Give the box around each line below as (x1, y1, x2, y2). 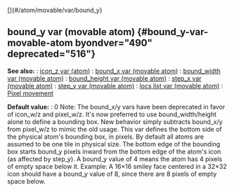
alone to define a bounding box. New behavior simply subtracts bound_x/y (7, 117, 223, 125)
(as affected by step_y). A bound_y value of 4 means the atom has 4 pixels (7, 154, 223, 163)
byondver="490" (74, 37, 153, 49)
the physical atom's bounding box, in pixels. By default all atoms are (7, 132, 204, 141)
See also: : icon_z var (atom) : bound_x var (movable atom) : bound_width (7, 67, 221, 75)
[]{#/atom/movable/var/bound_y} (7, 6, 103, 14)
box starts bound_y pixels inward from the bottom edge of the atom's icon (7, 147, 221, 156)
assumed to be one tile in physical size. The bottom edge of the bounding (7, 139, 221, 148)
